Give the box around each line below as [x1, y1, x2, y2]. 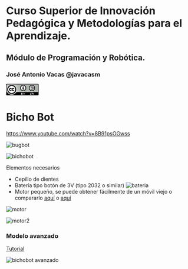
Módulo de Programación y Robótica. [6, 52, 146, 62]
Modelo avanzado [6, 231, 59, 240]
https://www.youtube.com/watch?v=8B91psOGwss [6, 129, 130, 137]
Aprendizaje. [6, 29, 71, 42]
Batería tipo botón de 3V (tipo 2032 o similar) [14, 181, 125, 189]
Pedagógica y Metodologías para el [6, 16, 183, 30]
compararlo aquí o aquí [14, 194, 71, 201]
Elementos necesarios [6, 164, 60, 171]
